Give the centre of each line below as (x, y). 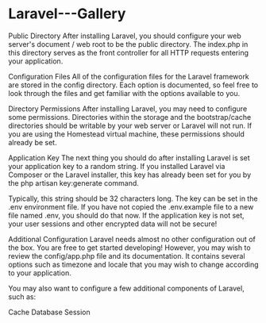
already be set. (33, 142)
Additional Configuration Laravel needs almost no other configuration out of (132, 239)
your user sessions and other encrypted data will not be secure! (113, 224)
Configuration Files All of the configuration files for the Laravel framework (129, 76)
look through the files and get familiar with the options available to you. (124, 93)
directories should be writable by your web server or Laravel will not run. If (130, 125)
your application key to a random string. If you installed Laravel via (117, 166)
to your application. (40, 273)
